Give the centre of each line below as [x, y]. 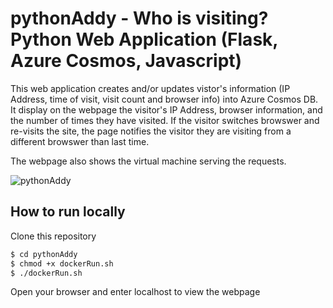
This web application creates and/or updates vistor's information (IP [150, 88]
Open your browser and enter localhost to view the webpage [135, 292]
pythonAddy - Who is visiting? [139, 18]
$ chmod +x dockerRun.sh [62, 263]
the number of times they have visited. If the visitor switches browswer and [165, 120]
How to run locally [68, 212]
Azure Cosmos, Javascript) [126, 61]
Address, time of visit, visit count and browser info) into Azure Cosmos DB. [164, 99]
